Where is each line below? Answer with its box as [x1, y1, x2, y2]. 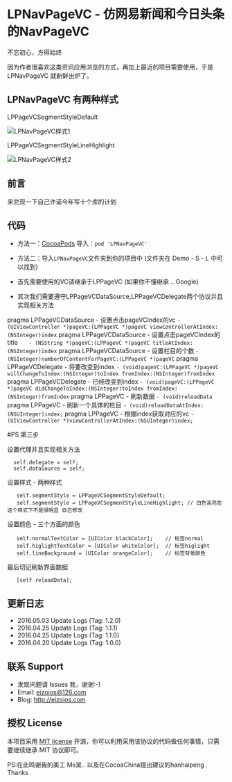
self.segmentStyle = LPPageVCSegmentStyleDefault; [16, 492, 166, 499]
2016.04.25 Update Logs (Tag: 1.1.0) [17, 631, 120, 640]
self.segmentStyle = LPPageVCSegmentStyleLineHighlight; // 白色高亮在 [16, 500, 223, 507]
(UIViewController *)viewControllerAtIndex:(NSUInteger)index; [7, 418, 194, 425]
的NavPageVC [7, 24, 90, 40]
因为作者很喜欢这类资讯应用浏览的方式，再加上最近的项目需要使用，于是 [7, 63, 213, 71]
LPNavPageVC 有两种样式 [7, 94, 119, 106]
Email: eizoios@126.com [17, 688, 87, 696]
